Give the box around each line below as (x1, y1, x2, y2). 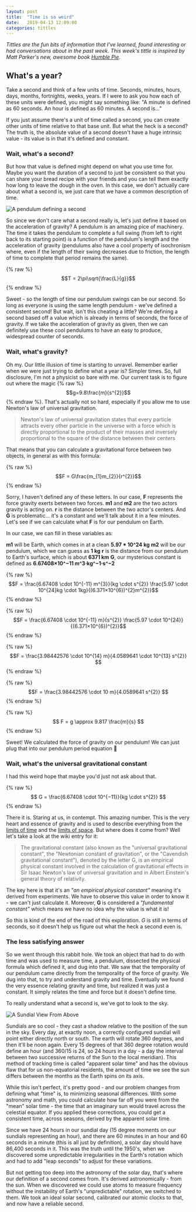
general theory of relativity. (20, 875, 86, 882)
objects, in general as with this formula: (6, 452, 101, 459)
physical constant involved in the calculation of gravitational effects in (20, 862, 189, 869)
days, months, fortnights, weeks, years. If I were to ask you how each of (6, 92, 180, 100)
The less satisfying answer (6, 938, 85, 946)
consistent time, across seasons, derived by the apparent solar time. (6, 1115, 171, 1122)
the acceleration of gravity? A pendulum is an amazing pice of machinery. (6, 223, 184, 230)
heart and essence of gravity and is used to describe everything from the (6, 820, 183, 827)
